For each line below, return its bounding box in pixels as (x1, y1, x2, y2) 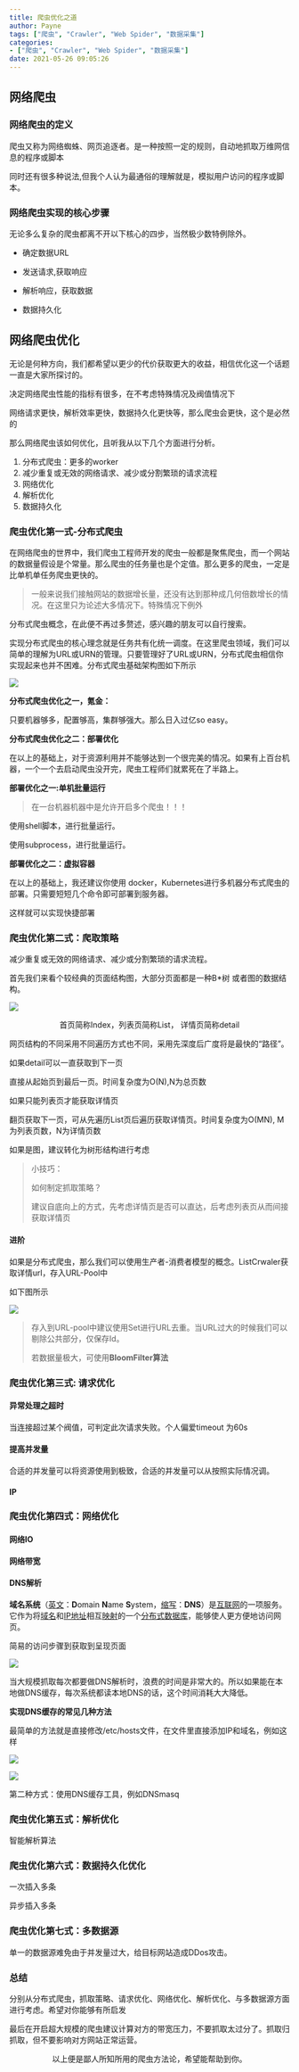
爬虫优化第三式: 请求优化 (9, 1376, 116, 1389)
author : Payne (9, 21, 62, 30)
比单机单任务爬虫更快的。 (9, 570, 103, 581)
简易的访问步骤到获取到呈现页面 (9, 1640, 126, 1651)
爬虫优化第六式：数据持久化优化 (9, 1860, 147, 1872)
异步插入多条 (9, 1901, 56, 1911)
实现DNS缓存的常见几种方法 (9, 1705, 112, 1717)
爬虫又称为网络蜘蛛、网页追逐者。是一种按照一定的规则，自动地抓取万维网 (9, 140, 282, 152)
